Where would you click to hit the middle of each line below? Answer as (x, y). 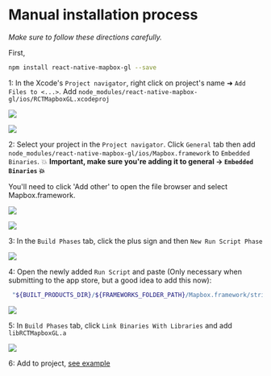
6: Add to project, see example (59, 363)
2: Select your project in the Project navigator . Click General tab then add (132, 144)
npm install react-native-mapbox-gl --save (83, 67)
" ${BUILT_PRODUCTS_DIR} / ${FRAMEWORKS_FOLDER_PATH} (98, 295)
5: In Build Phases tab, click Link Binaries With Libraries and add (120, 325)
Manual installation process (103, 15)
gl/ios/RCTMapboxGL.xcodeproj (59, 99)
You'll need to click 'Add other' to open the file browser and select (118, 186)
